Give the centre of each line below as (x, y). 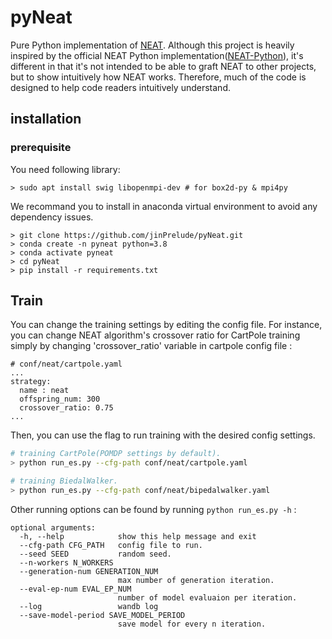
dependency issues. (52, 217)
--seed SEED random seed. (95, 554)
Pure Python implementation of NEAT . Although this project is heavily (152, 45)
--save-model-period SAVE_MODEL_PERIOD (102, 615)
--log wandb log (89, 606)
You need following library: (65, 169)
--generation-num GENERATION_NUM (89, 571)
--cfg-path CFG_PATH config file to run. (111, 545)
